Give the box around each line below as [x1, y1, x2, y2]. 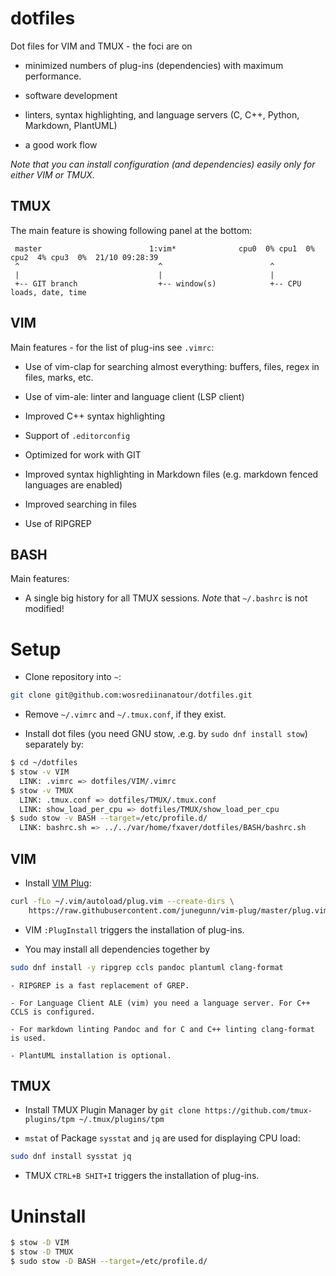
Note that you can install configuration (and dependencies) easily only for [10, 158, 316, 170]
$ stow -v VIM [10, 767, 70, 777]
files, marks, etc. [24, 371, 94, 383]
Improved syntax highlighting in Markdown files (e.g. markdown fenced [24, 468, 319, 480]
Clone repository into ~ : [24, 671, 122, 683]
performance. [24, 70, 82, 82]
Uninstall [10, 1205, 87, 1227]
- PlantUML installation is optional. [10, 1050, 172, 1061]
